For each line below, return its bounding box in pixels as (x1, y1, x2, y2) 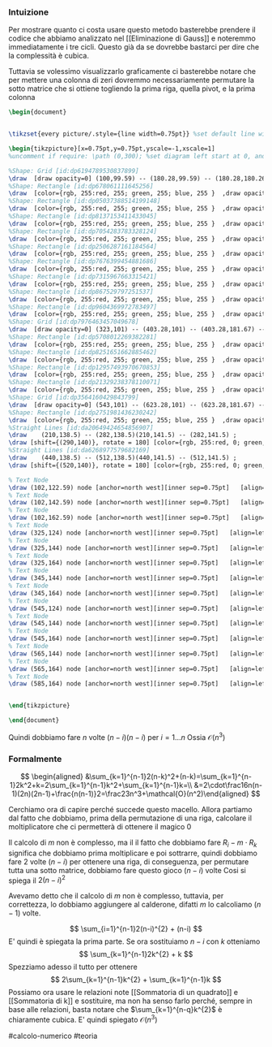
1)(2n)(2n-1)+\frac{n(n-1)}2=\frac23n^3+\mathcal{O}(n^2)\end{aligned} (11, 789, 249, 798)
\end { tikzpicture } (8, 702, 70, 710)
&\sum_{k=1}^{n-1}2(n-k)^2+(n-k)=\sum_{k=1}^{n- (84, 772, 253, 781)
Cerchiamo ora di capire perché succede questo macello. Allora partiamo (8, 805, 253, 814)
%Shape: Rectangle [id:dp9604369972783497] (8, 303, 158, 311)
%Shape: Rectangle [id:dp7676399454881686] (8, 257, 158, 266)
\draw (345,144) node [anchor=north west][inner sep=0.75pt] (8, 574, 219, 582)
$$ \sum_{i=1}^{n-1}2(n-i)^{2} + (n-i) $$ (70, 924, 202, 934)
